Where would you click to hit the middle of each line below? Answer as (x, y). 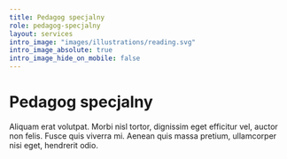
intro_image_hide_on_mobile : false (75, 58)
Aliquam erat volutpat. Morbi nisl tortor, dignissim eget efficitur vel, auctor (144, 126)
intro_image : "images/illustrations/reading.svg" (103, 42)
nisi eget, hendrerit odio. (54, 145)
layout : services (41, 34)
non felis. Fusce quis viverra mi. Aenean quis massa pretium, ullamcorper (143, 136)
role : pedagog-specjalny (55, 26)
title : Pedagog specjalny (57, 17)
